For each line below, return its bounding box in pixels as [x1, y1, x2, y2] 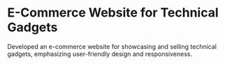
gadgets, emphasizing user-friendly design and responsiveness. [7, 50, 193, 58]
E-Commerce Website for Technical [7, 5, 219, 21]
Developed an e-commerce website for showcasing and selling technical [7, 42, 217, 50]
